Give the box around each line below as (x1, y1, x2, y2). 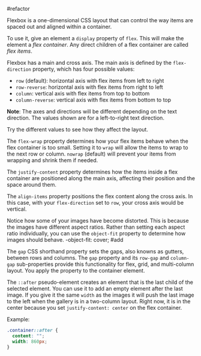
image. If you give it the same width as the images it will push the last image (7, 291, 194, 298)
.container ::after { (7, 327, 59, 333)
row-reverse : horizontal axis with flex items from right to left (15, 83, 164, 91)
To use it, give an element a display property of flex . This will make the (7, 35, 184, 41)
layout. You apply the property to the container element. (7, 267, 145, 274)
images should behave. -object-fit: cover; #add (7, 237, 124, 243)
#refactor (7, 5, 30, 12)
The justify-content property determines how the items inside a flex (7, 168, 178, 175)
